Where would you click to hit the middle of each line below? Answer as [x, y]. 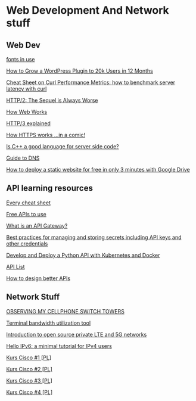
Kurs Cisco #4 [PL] [29, 392]
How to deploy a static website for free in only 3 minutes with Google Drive [98, 170]
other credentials [27, 243]
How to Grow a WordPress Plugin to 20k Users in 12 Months [80, 71]
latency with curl [27, 89]
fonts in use [21, 59]
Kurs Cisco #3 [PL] [29, 380]
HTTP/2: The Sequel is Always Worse [52, 100]
